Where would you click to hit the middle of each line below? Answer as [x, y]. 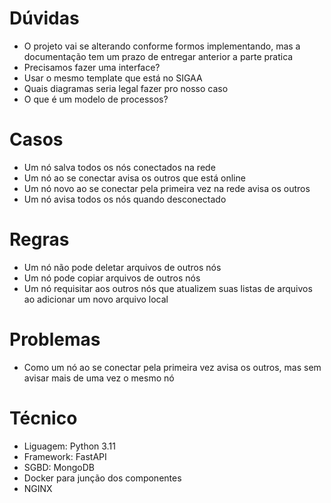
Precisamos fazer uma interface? [92, 67]
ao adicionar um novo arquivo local [96, 299]
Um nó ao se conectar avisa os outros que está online [134, 178]
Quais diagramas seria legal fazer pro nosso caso [126, 88]
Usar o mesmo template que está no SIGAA [113, 78]
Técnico [43, 418]
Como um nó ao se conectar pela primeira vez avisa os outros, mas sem [172, 367]
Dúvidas [44, 18]
